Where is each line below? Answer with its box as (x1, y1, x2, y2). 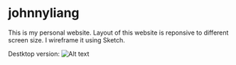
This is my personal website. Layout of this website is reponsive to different (8, 28, 229, 37)
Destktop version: (8, 49, 60, 58)
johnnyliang (8, 5, 80, 21)
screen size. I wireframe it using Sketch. (8, 35, 125, 44)
